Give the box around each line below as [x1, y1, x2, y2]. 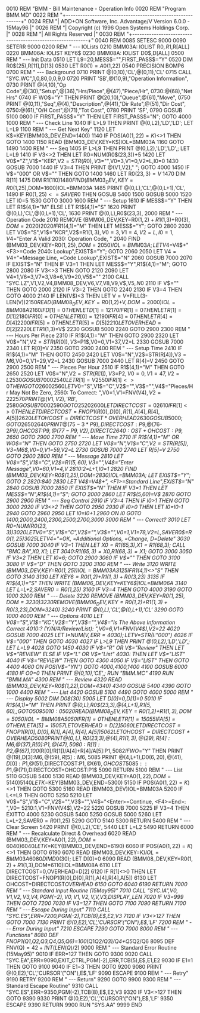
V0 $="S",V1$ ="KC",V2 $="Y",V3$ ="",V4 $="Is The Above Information [6, 619, 176, 626]
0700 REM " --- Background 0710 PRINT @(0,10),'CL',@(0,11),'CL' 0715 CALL [6, 69, 192, 75]
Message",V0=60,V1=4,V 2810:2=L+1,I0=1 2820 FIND [6, 465, 137, 472]
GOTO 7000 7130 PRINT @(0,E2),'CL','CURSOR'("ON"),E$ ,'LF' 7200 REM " [6, 919, 189, 926]
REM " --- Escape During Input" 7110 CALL [6, 906, 111, 913]
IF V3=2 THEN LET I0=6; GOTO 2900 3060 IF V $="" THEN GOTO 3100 [6, 554, 180, 561]
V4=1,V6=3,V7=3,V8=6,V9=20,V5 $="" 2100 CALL [6, 273, 129, 280]
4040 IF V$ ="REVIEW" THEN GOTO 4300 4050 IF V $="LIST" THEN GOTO [6, 657, 189, 664]
